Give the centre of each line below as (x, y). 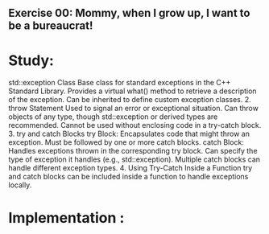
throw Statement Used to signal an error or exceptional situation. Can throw (134, 109)
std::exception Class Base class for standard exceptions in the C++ (120, 83)
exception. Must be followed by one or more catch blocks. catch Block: (126, 142)
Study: (31, 60)
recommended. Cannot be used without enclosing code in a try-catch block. (135, 125)
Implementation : (66, 218)
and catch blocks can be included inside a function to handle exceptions (128, 177)
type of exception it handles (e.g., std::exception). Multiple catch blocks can (134, 159)
